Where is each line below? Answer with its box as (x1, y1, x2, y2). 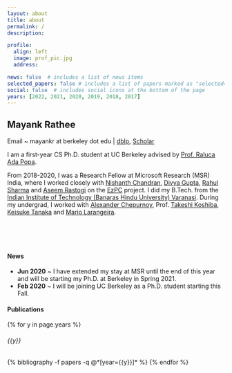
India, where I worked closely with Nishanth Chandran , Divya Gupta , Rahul (7, 179, 219, 187)
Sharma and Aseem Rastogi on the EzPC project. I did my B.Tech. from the (7, 186, 219, 194)
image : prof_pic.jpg (13, 55, 72, 62)
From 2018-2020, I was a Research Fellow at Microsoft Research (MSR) (7, 171, 211, 180)
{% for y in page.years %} (7, 320, 81, 329)
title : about (7, 17, 45, 24)
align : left (13, 48, 48, 55)
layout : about (7, 10, 48, 17)
